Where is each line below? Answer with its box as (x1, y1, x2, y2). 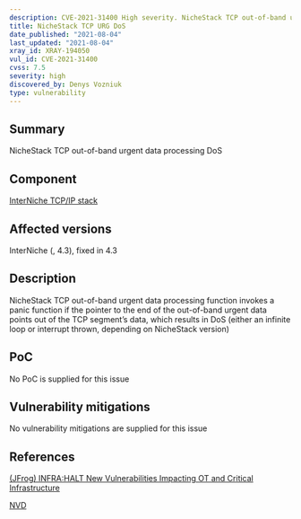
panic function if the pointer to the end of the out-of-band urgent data (9, 304, 267, 315)
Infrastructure (9, 482, 60, 494)
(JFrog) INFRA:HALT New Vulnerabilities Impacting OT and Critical (9, 473, 254, 484)
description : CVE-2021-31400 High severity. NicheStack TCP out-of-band (9, 13, 287, 22)
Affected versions (9, 221, 112, 236)
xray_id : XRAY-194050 (9, 47, 90, 56)
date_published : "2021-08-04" (9, 30, 123, 39)
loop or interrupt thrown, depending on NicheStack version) (9, 323, 230, 334)
